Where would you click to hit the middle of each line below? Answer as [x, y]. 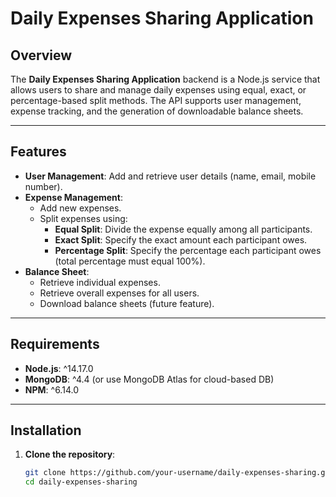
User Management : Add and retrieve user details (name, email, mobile [170, 176]
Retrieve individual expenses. [100, 282]
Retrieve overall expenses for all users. [119, 293]
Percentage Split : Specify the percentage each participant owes [188, 250]
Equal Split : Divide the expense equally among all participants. [183, 229]
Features [38, 152]
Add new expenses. [80, 208]
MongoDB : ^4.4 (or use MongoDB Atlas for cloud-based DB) [149, 379]
